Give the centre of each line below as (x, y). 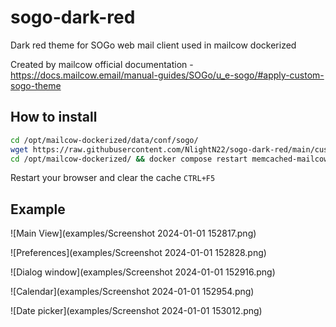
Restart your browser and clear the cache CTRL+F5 (113, 178)
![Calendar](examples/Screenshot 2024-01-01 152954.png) (132, 292)
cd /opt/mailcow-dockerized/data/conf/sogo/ (104, 140)
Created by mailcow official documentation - (102, 64)
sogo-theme (36, 85)
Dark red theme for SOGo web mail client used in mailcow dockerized (153, 45)
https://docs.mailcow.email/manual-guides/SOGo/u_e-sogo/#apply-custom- (167, 75)
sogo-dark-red (73, 17)
